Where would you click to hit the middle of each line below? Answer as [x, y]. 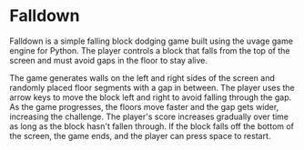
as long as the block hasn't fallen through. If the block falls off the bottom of [152, 126]
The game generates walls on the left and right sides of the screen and [142, 77]
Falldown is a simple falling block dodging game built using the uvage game [152, 41]
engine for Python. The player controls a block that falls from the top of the [150, 50]
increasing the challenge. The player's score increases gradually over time [149, 116]
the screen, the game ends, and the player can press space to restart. [140, 135]
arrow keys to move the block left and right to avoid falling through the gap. [151, 97]
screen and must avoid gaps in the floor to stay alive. [108, 60]
